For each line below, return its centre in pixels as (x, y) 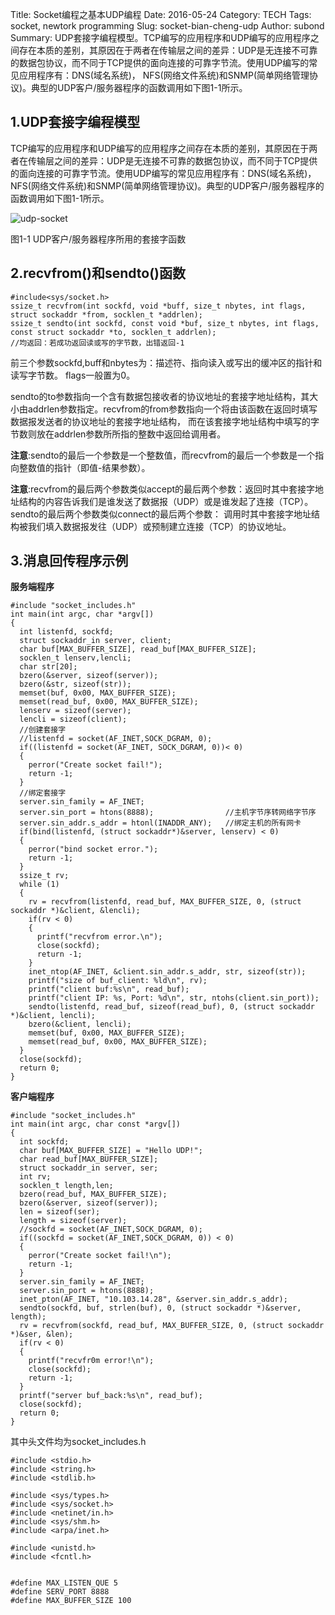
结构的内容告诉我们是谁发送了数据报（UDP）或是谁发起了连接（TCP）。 (166, 501)
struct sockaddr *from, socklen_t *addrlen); (106, 314)
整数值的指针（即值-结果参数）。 (84, 467)
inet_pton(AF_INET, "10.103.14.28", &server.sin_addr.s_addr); (153, 1299)
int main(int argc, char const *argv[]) (96, 1124)
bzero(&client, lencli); (80, 1024)
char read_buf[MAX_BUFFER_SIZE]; (89, 1159)
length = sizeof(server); (73, 1221)
